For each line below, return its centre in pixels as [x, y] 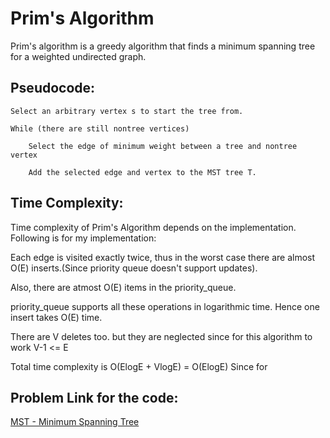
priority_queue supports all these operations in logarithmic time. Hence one [165, 306]
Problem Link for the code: [94, 397]
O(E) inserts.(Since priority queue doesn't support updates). [134, 268]
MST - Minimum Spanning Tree [75, 422]
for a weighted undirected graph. [78, 56]
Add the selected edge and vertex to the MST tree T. [142, 172]
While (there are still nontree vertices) [100, 128]
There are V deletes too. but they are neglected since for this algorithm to [161, 336]
